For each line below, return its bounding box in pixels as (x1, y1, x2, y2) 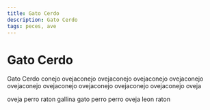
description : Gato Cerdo (7, 16, 78, 23)
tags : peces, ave (7, 23, 57, 29)
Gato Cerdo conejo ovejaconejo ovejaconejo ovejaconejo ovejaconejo (7, 74, 204, 83)
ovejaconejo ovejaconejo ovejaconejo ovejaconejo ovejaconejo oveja (7, 82, 202, 90)
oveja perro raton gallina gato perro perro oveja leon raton (7, 95, 171, 103)
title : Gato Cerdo (7, 10, 60, 17)
